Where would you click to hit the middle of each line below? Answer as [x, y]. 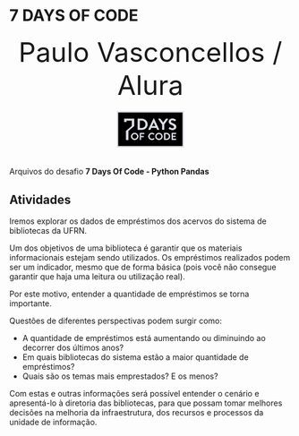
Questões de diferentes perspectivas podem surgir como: [115, 321]
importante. [30, 303]
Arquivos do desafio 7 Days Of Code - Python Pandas [109, 172]
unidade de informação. [53, 423]
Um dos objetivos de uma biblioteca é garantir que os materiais [126, 248]
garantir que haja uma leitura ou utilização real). [97, 277]
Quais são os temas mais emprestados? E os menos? [120, 376]
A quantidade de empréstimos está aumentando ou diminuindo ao [144, 338]
